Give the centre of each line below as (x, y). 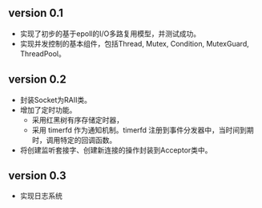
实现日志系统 (41, 196)
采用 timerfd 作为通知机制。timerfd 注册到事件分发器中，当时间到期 (143, 130)
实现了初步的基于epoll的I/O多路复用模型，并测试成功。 (110, 33)
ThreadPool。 (42, 53)
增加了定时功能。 (48, 110)
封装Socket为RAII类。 (56, 100)
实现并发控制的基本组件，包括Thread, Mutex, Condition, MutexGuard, (135, 43)
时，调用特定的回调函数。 (74, 140)
